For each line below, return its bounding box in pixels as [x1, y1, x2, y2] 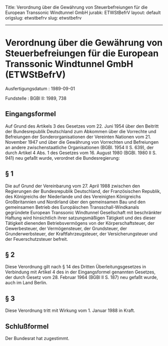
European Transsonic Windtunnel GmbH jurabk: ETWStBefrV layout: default [5, 10, 161, 16]
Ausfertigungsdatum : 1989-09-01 [5, 85, 75, 92]
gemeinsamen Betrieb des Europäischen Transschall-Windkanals [5, 204, 139, 210]
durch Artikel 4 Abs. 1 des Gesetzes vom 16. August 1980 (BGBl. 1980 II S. [5, 150, 157, 156]
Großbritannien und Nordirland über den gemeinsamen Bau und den [5, 199, 146, 205]
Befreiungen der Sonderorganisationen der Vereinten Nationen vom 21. [5, 134, 151, 140]
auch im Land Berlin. [5, 280, 47, 286]
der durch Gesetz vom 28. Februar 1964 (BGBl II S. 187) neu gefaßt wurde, [5, 274, 158, 280]
